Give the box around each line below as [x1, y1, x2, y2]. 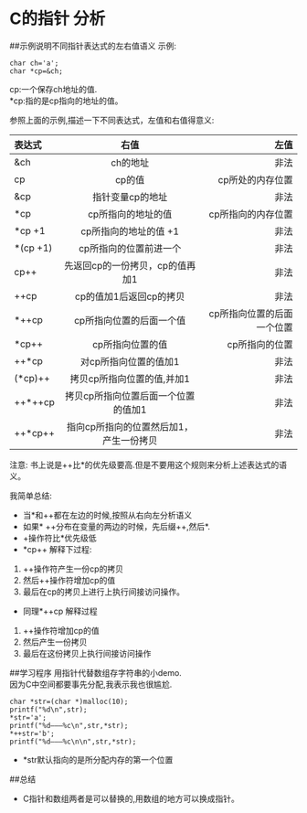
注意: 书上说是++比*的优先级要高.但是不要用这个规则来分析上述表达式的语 [9, 459, 288, 470]
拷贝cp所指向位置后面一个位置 [65, 390, 196, 402]
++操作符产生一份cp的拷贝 [22, 563, 123, 574]
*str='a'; [9, 712, 48, 722]
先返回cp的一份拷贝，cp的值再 [63, 259, 196, 272]
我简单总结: [9, 490, 53, 501]
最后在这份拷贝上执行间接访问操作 [22, 647, 152, 658]
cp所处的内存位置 [217, 173, 293, 186]
